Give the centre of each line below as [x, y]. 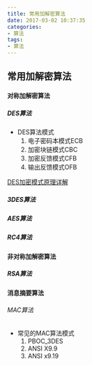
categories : [24, 27]
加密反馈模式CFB [52, 158]
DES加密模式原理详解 [38, 182]
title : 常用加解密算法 [37, 14]
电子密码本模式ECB [55, 140]
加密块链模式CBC [53, 149]
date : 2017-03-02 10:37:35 [46, 20]
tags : [15, 40]
